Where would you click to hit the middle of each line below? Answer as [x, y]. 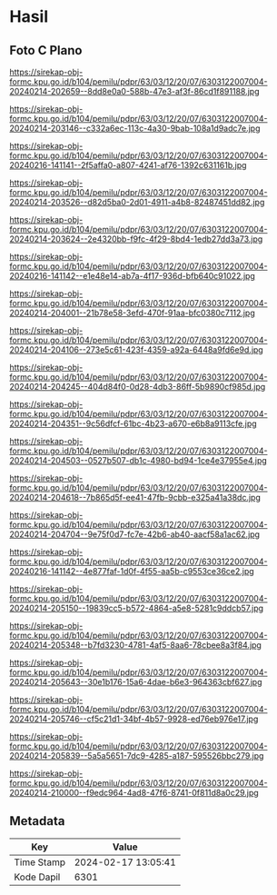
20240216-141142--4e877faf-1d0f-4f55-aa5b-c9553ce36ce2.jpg [132, 571]
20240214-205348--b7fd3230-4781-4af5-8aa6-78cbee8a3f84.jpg [135, 645]
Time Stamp [40, 862]
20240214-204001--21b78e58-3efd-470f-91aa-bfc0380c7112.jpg [133, 313]
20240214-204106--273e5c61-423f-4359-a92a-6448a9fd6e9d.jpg [136, 350]
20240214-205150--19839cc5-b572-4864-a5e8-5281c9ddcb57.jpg [137, 608]
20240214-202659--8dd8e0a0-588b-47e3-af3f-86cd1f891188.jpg [135, 91]
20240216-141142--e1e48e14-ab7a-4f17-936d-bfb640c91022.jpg [133, 276]
